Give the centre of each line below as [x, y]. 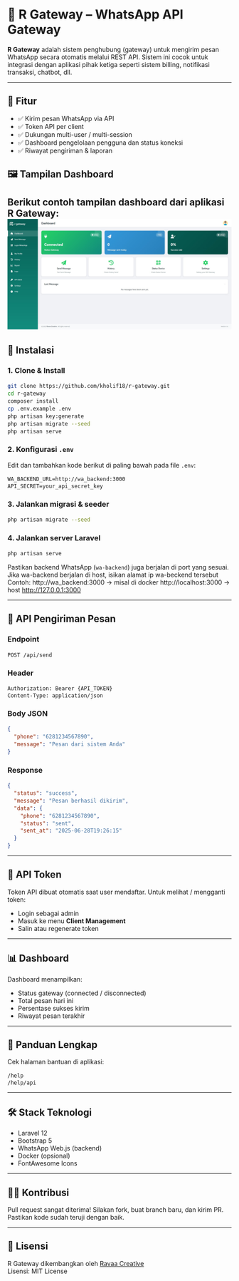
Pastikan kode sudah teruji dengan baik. [66, 1218]
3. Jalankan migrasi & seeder [58, 504]
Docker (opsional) [44, 1156]
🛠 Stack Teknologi [50, 1112]
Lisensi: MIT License [37, 1271]
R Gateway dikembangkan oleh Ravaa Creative [76, 1263]
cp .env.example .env [39, 408]
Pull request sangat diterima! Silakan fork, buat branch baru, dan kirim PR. [116, 1210]
